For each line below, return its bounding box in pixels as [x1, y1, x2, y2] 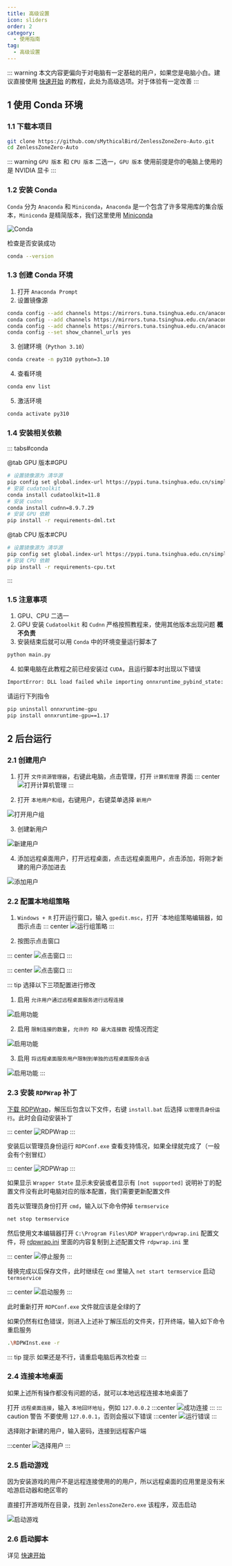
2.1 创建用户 [7, 755, 47, 765]
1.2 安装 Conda [7, 185, 57, 195]
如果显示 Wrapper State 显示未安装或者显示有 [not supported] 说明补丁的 [7, 1178, 216, 1187]
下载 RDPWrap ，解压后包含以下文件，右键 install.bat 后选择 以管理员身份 [7, 1105, 215, 1113]
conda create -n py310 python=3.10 [7, 356, 110, 363]
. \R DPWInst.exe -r [7, 1339, 60, 1346]
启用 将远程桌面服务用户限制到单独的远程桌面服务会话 [17, 1054, 150, 1062]
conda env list [7, 383, 51, 390]
